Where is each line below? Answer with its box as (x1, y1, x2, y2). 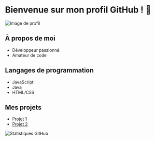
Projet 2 (12, 121, 28, 127)
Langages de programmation (5, 66, 94, 74)
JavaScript (12, 79, 34, 85)
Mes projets (5, 103, 42, 112)
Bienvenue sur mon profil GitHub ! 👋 (5, 4, 151, 15)
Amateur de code (12, 52, 47, 58)
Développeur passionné (12, 47, 59, 53)
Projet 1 (12, 116, 27, 122)
